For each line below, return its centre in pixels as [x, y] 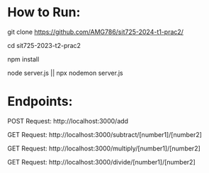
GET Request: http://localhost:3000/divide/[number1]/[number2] [102, 162]
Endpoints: [40, 101]
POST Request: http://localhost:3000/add [68, 121]
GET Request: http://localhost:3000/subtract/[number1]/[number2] [104, 134]
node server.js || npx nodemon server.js [65, 73]
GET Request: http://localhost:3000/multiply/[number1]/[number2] [104, 148]
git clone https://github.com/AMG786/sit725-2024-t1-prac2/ [96, 32]
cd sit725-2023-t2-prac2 [44, 45]
